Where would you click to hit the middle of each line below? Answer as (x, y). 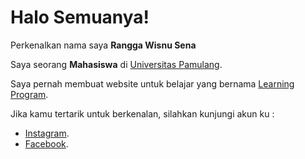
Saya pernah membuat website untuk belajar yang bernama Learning (152, 83)
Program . (29, 94)
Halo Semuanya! (80, 17)
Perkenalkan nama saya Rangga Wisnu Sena (103, 45)
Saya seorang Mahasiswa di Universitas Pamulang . (116, 64)
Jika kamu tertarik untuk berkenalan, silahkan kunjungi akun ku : (142, 113)
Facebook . (46, 143)
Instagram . (47, 133)
